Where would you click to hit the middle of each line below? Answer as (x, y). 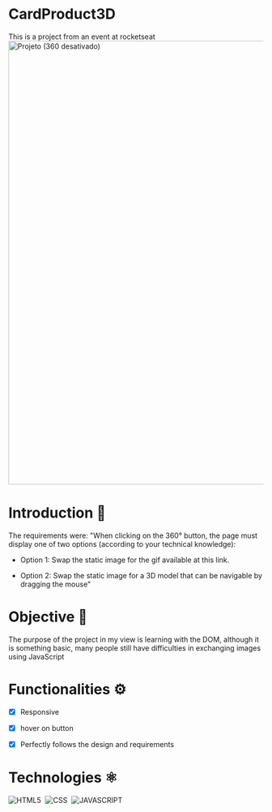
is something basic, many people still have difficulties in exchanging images (135, 648)
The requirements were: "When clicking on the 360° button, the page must (133, 535)
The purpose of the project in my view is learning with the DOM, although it (134, 639)
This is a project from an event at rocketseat (82, 37)
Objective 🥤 (48, 617)
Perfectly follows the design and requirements (97, 744)
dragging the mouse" (55, 584)
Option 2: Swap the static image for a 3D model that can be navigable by (141, 575)
